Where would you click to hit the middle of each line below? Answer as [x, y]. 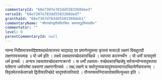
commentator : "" [21, 28]
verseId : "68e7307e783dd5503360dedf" [43, 14]
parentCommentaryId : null [31, 37]
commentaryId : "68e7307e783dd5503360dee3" [49, 9]
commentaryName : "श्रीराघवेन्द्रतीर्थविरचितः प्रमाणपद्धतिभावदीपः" [51, 23]
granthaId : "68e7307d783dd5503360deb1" [45, 18]
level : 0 [14, 32]
